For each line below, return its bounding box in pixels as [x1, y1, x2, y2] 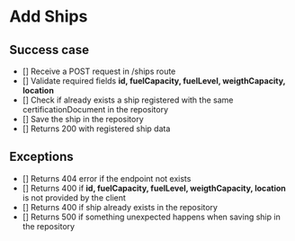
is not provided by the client [22, 192, 126, 203]
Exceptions [9, 149, 74, 165]
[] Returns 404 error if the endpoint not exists [22, 173, 192, 183]
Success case [9, 42, 90, 58]
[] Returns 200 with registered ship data [22, 123, 171, 134]
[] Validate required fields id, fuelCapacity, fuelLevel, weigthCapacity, [22, 76, 286, 86]
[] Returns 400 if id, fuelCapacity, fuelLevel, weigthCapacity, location [22, 183, 286, 193]
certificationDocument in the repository [22, 104, 169, 114]
